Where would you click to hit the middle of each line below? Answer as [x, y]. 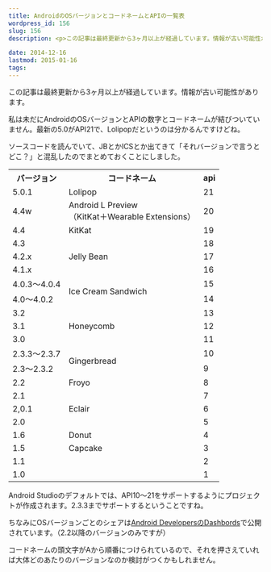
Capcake [85, 448]
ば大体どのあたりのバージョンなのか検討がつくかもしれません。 [114, 559]
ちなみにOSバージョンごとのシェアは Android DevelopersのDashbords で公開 [135, 522]
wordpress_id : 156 [39, 23]
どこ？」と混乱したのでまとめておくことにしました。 [97, 156]
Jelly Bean [88, 257]
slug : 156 [25, 31]
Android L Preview [103, 205]
